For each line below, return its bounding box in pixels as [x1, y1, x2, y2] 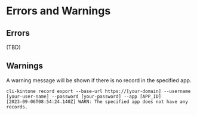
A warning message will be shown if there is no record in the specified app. [6, 76, 192, 84]
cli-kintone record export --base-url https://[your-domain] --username [6, 88, 191, 94]
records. [6, 104, 28, 110]
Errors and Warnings [6, 4, 111, 18]
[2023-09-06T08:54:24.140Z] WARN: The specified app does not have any [6, 98, 188, 105]
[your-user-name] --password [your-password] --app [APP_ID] [6, 94, 162, 100]
